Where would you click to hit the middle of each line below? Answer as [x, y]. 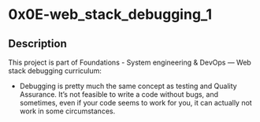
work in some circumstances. [67, 111]
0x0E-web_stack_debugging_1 [110, 15]
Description [37, 44]
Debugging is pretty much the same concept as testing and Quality [128, 86]
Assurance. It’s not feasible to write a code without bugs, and [119, 94]
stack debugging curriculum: [55, 71]
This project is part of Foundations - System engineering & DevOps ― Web [130, 62]
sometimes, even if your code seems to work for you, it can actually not [136, 103]
